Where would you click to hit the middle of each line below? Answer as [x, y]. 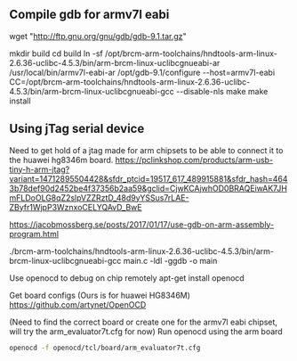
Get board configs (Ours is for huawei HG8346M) [100, 295]
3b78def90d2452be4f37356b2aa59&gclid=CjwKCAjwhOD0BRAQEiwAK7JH [148, 188]
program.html [34, 234]
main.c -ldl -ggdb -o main [170, 260]
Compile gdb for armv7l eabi [89, 15]
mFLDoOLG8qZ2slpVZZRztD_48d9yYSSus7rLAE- [99, 197]
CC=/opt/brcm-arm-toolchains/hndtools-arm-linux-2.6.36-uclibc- [130, 82]
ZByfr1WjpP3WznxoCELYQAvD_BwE [76, 207]
